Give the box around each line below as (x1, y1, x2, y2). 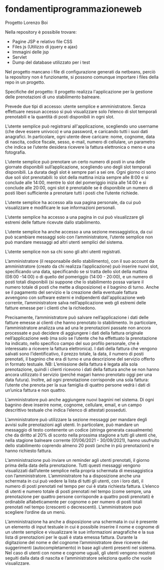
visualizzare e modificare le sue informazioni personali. (5, 205, 117, 210)
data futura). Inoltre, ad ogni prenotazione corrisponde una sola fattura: (5, 377, 149, 383)
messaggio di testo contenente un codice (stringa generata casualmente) (5, 427, 153, 433)
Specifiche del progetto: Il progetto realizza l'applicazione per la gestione (5, 89, 153, 94)
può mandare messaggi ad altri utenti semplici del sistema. (5, 239, 124, 245)
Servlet (12, 54, 27, 60)
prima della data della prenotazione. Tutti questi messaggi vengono (5, 462, 141, 468)
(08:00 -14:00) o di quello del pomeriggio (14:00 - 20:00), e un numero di (5, 274, 153, 279)
